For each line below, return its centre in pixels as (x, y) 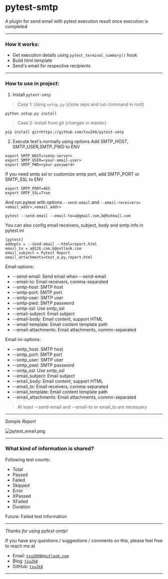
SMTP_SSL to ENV (24, 179)
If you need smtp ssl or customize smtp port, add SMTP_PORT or (72, 174)
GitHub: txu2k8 (28, 566)
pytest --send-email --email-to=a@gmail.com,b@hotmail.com (68, 216)
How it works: (22, 44)
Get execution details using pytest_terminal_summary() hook (75, 55)
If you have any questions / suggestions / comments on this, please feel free (84, 540)
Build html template (32, 61)
